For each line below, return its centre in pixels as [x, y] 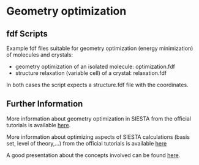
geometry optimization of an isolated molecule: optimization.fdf [95, 66]
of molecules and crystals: [40, 55]
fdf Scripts [27, 34]
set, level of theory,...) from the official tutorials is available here [87, 143]
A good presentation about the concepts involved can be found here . [93, 155]
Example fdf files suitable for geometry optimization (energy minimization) [100, 48]
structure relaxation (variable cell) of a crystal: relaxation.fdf [91, 73]
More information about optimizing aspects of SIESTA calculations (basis [98, 137]
